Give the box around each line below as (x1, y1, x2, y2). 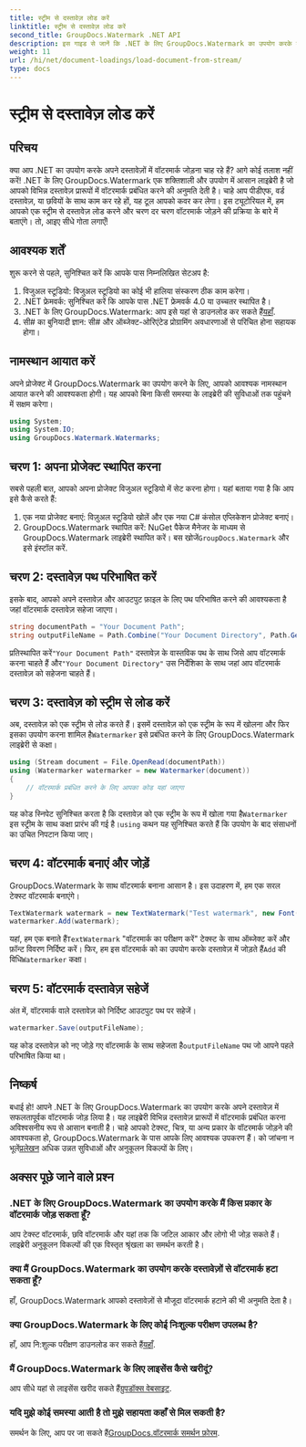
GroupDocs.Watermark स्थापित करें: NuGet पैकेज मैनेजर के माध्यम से (22, 521, 246, 532)
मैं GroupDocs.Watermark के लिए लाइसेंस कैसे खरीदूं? (9, 1362, 214, 1375)
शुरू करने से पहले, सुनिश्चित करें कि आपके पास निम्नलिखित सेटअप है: (9, 267, 209, 278)
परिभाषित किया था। (9, 1050, 66, 1061)
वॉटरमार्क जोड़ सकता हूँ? (9, 1209, 91, 1222)
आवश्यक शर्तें (9, 243, 65, 258)
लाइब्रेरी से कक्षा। (9, 739, 57, 750)
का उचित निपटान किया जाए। (9, 828, 94, 840)
